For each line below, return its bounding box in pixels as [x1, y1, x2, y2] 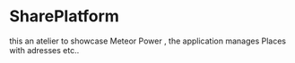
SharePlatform [9, 6, 119, 27]
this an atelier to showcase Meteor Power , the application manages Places [9, 35, 287, 46]
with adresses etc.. [9, 44, 80, 55]
